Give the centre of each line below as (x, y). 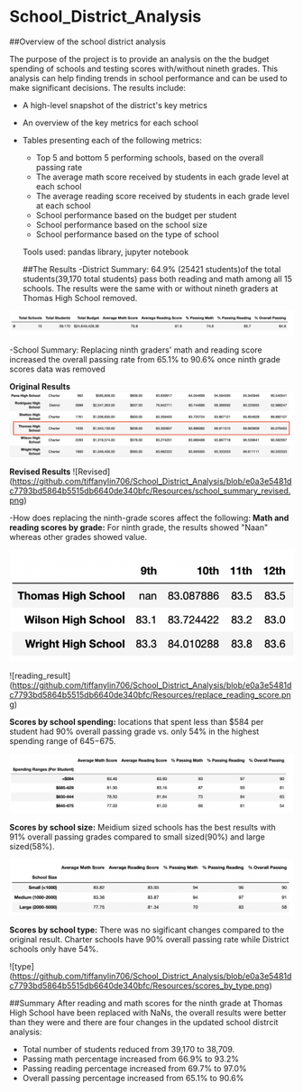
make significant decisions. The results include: (98, 87)
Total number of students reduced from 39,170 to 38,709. (129, 1049)
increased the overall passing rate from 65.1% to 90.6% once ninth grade (145, 360)
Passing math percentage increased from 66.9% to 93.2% (130, 1059)
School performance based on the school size (121, 225)
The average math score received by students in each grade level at (162, 177)
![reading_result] (40, 675)
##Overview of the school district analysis (88, 41)
